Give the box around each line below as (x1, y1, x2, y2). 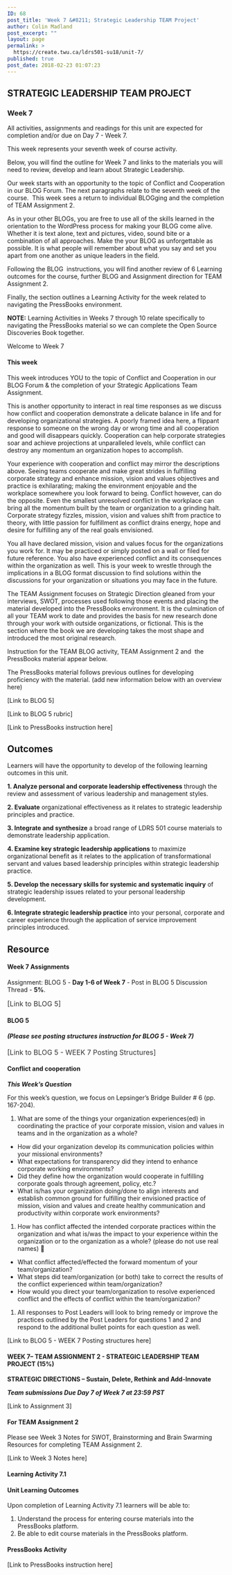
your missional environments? (17, 1150, 102, 1158)
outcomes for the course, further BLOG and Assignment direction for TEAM (7, 272, 222, 281)
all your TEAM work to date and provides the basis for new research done (7, 611, 217, 620)
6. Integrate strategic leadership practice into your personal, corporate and (7, 908, 225, 917)
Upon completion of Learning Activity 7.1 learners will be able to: (7, 1501, 190, 1510)
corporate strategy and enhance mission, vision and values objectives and (7, 474, 220, 482)
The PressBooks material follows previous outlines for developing (7, 667, 194, 676)
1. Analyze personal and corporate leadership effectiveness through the (7, 782, 217, 791)
